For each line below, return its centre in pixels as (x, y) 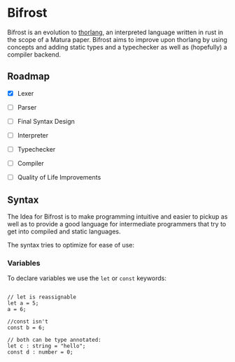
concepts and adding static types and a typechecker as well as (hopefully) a (117, 47)
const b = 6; (26, 328)
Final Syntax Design (46, 121)
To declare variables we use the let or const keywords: (87, 278)
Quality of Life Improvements (59, 178)
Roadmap (29, 77)
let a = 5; (23, 303)
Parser (27, 107)
